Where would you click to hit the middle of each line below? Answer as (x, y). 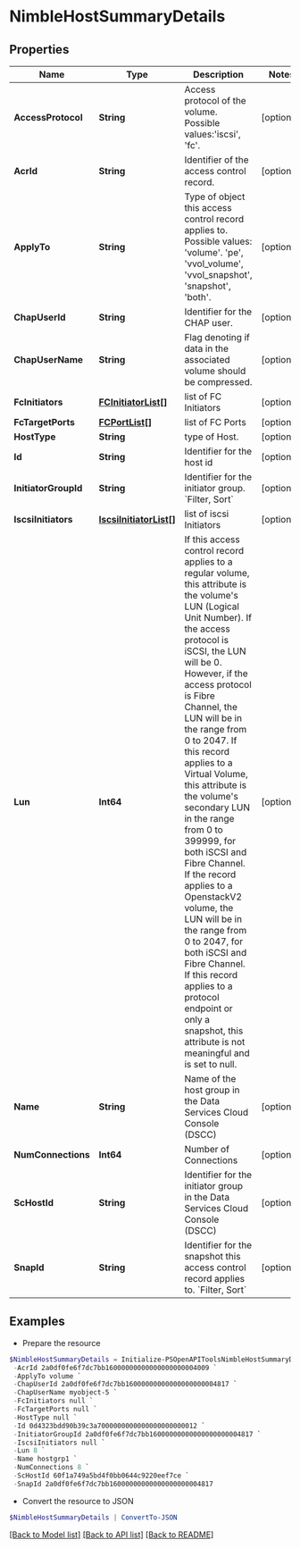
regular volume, (217, 573)
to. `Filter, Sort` (216, 1290)
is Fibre (200, 696)
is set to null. (211, 1064)
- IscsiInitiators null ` (59, 1443)
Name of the (210, 1079)
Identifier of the (217, 160)
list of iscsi (207, 514)
